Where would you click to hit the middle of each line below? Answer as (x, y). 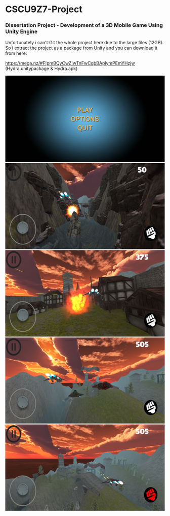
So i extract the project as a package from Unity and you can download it (81, 48)
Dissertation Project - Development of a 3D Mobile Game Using (84, 25)
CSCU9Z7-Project (44, 9)
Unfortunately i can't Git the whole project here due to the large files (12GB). (84, 43)
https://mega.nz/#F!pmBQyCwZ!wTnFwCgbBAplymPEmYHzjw (70, 63)
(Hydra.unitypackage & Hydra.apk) (41, 69)
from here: (16, 53)
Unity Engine (22, 31)
